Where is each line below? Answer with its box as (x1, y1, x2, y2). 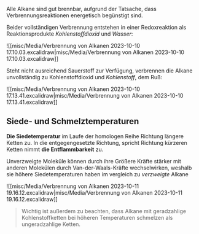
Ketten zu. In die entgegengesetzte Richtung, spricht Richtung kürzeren (6, 139, 187, 146)
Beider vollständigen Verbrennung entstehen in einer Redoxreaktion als (6, 24, 187, 31)
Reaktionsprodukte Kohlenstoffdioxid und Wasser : (6, 30, 133, 37)
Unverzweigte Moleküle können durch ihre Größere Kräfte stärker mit (6, 157, 181, 165)
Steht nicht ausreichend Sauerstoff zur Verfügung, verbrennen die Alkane (6, 67, 193, 74)
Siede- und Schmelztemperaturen (6, 116, 139, 127)
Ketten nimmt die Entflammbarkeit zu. (6, 146, 104, 153)
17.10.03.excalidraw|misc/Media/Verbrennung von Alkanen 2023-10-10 (6, 49, 185, 56)
